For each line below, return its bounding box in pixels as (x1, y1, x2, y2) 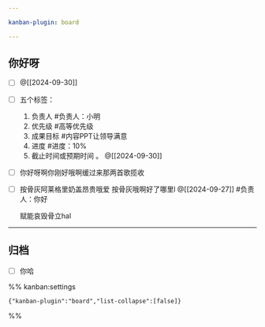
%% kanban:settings (8, 281, 77, 292)
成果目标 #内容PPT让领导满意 (31, 131, 128, 140)
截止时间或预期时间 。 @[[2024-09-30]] (31, 150, 162, 160)
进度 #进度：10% (31, 141, 87, 150)
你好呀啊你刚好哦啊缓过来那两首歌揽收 (19, 167, 144, 177)
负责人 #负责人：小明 (31, 111, 101, 121)
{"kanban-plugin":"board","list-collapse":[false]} (8, 297, 181, 305)
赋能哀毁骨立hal (19, 210, 72, 221)
